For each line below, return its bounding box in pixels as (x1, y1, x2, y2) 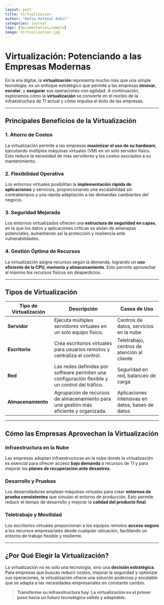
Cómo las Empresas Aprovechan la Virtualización (5, 429, 159, 438)
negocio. (5, 197, 23, 202)
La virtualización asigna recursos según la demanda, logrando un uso (5, 259, 145, 265)
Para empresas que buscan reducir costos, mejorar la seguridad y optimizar (5, 569, 158, 576)
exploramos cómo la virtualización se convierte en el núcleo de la (5, 93, 138, 99)
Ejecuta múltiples (54, 317, 94, 323)
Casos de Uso (120, 305, 154, 312)
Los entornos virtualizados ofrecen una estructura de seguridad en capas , (5, 220, 157, 226)
